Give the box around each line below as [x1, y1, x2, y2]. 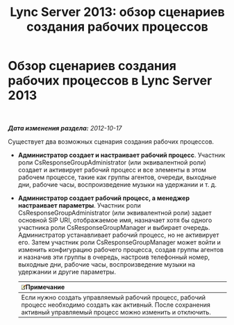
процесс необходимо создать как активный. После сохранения [21, 300, 211, 309]
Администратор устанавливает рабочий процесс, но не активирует [17, 231, 219, 239]
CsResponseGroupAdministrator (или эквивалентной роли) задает [17, 208, 212, 217]
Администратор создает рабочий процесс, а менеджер [17, 194, 190, 202]
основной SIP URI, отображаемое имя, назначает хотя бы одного [17, 216, 212, 224]
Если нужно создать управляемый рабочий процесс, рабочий [21, 293, 206, 301]
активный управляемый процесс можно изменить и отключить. [21, 308, 211, 316]
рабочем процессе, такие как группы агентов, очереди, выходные [17, 173, 217, 181]
